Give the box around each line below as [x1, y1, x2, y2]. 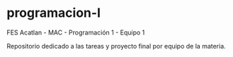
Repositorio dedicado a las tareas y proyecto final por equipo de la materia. [6, 42, 226, 50]
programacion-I [6, 5, 101, 21]
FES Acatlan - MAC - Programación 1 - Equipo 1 [6, 28, 145, 37]
